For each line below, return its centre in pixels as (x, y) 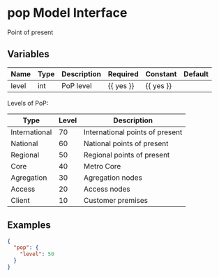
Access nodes (107, 189)
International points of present (133, 132)
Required (123, 73)
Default (196, 73)
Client (20, 200)
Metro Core (102, 166)
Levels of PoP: (28, 103)
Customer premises (116, 200)
